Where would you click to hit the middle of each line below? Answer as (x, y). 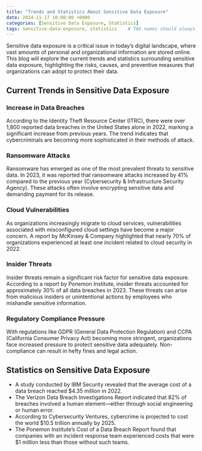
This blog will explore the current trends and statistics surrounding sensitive (100, 58)
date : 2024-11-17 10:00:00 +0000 (48, 17)
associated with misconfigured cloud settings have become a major (90, 229)
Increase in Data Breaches (46, 107)
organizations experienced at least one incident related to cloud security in (99, 242)
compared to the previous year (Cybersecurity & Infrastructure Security (95, 181)
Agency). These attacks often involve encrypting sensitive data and (90, 188)
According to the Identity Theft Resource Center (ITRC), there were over (96, 121)
